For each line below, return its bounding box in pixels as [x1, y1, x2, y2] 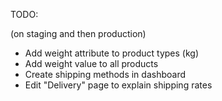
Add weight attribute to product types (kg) [24, 47, 199, 59]
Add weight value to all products [24, 58, 159, 69]
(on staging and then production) [10, 28, 147, 39]
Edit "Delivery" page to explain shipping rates [24, 79, 213, 91]
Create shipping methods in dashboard [24, 69, 187, 80]
